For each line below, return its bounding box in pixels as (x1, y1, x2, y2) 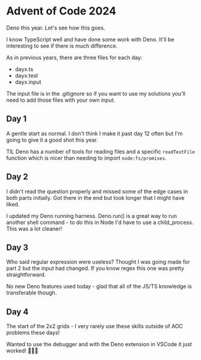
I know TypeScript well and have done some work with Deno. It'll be (6, 36, 175, 43)
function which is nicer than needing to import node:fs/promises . (6, 154, 167, 161)
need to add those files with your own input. (6, 96, 116, 104)
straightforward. (6, 271, 46, 278)
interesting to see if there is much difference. (6, 42, 118, 49)
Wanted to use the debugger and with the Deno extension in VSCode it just (6, 341, 193, 348)
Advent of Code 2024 (6, 4, 116, 18)
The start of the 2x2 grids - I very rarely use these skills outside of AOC (6, 323, 184, 330)
